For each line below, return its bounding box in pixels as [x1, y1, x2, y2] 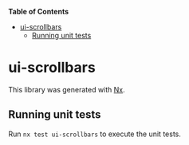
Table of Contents [8, 7, 69, 16]
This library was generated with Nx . [8, 84, 125, 94]
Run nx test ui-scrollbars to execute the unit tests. [8, 129, 181, 139]
